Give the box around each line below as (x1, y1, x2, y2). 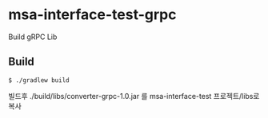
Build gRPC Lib (8, 32, 58, 41)
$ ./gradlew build (8, 76, 70, 85)
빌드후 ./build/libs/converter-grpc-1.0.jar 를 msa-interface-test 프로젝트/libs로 (8, 91, 260, 100)
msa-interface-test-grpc (8, 6, 177, 24)
